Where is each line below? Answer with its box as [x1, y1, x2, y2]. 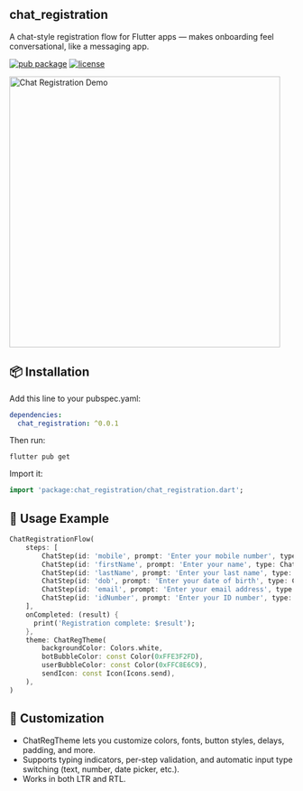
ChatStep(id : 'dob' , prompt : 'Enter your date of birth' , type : [41, 577, 289, 586]
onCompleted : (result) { [25, 610, 119, 619]
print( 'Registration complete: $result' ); [32, 619, 196, 628]
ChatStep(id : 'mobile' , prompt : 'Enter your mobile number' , [41, 551, 277, 561]
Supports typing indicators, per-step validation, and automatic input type [22, 754, 293, 765]
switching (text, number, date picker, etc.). [22, 763, 180, 775]
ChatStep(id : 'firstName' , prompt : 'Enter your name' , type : [41, 560, 277, 569]
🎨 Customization [9, 711, 105, 726]
